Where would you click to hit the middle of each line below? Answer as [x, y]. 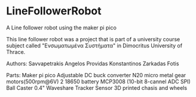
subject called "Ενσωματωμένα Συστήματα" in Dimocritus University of [94, 46]
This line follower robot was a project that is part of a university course [93, 39]
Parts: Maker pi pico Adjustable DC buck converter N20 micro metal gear [96, 75]
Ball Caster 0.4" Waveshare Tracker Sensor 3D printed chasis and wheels [97, 87]
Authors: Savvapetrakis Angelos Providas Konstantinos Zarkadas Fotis [93, 63]
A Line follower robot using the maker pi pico [61, 28]
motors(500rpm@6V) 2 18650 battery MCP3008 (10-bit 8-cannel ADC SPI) [99, 81]
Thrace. [16, 51]
